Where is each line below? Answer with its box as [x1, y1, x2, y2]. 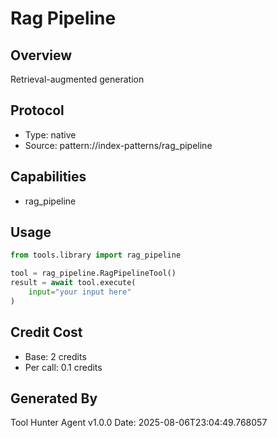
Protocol [10, 102, 65, 119]
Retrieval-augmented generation [10, 73, 145, 85]
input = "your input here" [28, 287, 132, 297]
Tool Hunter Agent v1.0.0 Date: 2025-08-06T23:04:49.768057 [10, 417, 268, 429]
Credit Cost [10, 324, 83, 341]
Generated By [10, 390, 98, 407]
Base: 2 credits [24, 350, 87, 362]
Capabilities [10, 168, 87, 186]
